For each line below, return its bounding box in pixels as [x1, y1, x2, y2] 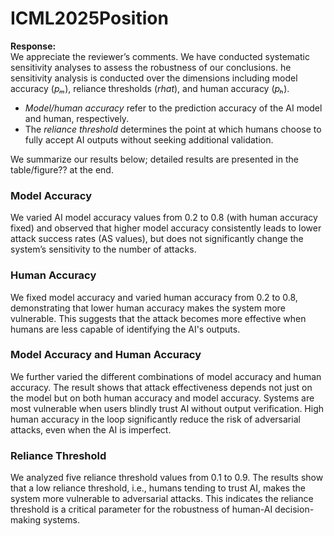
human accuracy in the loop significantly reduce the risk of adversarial [10, 413, 301, 425]
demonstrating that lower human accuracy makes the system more [10, 302, 286, 314]
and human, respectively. [24, 112, 130, 124]
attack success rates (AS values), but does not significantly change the [10, 233, 304, 245]
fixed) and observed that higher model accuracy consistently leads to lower [10, 222, 322, 234]
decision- [274, 503, 315, 516]
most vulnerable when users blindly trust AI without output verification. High [10, 402, 325, 414]
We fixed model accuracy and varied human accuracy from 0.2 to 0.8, [10, 291, 298, 303]
